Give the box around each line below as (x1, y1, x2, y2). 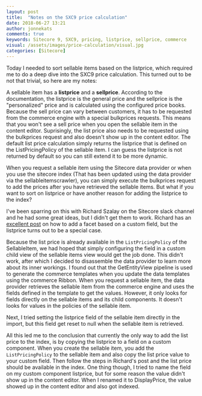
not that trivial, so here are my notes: (6, 77, 97, 84)
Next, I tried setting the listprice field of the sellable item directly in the (6, 313, 180, 321)
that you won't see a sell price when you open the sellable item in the (6, 121, 177, 128)
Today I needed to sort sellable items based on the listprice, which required (6, 64, 193, 71)
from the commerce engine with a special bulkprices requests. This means (6, 114, 191, 121)
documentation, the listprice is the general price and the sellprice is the (6, 95, 183, 102)
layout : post (6, 8, 39, 15)
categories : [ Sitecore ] (6, 48, 66, 54)
